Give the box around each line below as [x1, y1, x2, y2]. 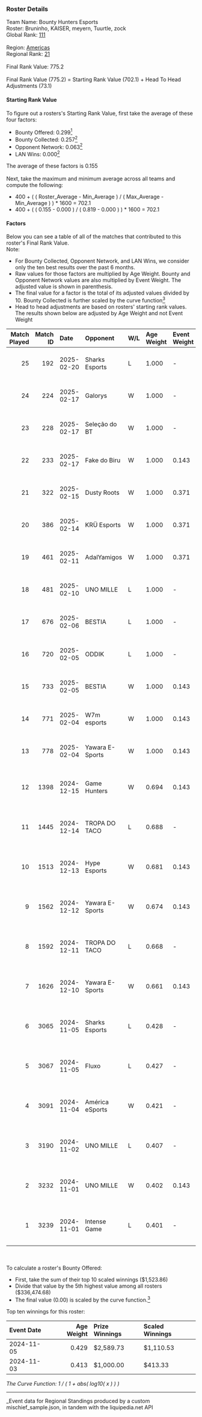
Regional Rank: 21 [6, 50, 50, 58]
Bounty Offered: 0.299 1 [14, 127, 73, 136]
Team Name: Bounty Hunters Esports [6, 19, 99, 26]
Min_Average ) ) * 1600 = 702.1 [14, 200, 91, 207]
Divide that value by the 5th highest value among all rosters [14, 1282, 162, 1290]
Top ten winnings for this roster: [6, 1308, 85, 1315]
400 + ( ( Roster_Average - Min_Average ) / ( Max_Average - [14, 193, 164, 200]
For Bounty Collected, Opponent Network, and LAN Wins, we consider [14, 257, 189, 265]
